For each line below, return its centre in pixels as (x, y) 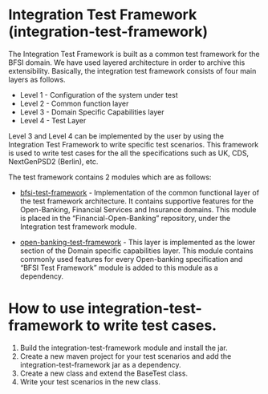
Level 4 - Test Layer (53, 120)
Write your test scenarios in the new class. (90, 381)
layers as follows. (37, 79)
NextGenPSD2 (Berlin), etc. (53, 161)
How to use (47, 309)
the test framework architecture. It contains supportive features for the (137, 201)
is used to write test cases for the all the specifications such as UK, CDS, (129, 153)
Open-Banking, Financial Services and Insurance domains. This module (138, 209)
